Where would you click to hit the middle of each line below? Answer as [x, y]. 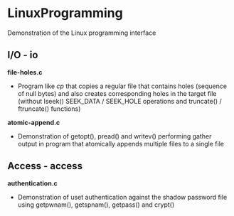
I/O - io [23, 55]
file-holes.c [25, 72]
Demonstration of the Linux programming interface [82, 33]
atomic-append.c [34, 122]
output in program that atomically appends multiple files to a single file [121, 144]
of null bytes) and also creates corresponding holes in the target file [117, 93]
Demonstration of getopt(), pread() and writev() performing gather [115, 136]
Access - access [45, 166]
